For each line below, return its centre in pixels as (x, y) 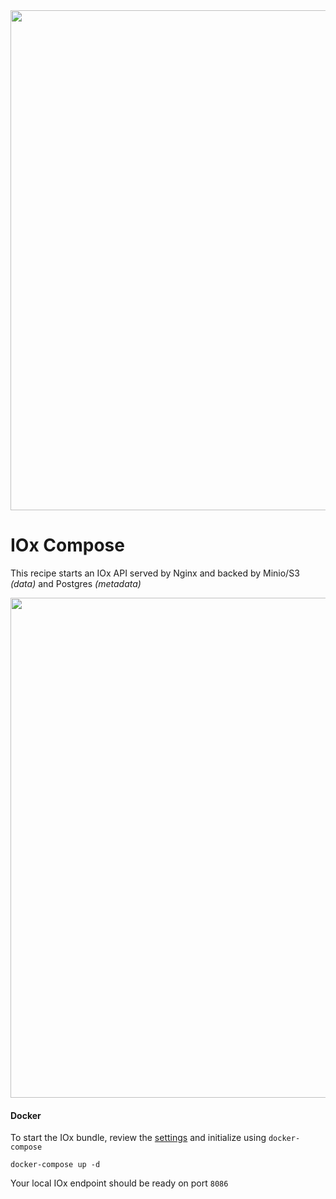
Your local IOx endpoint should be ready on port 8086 (119, 1183)
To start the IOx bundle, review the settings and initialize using (138, 1138)
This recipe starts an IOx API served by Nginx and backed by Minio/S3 (155, 573)
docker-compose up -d (55, 1165)
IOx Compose (67, 545)
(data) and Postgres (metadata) (76, 583)
